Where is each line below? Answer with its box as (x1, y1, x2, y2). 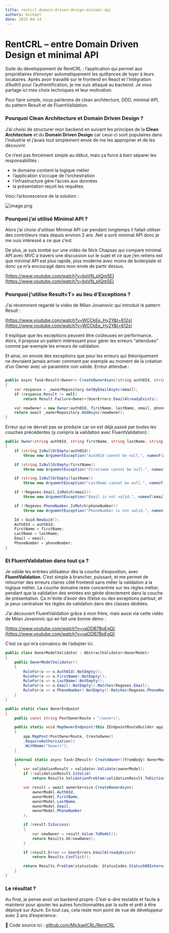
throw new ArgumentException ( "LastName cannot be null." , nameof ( (23, 481, 165, 486)
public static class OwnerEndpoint (5, 706, 80, 711)
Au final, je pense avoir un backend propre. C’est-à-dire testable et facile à (5, 896, 160, 902)
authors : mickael (5, 12, 42, 17)
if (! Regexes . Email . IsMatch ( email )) (14, 490, 92, 495)
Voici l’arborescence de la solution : (5, 193, 79, 199)
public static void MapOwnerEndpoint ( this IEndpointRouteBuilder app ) (14, 725, 165, 730)
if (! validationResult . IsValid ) (23, 771, 92, 776)
